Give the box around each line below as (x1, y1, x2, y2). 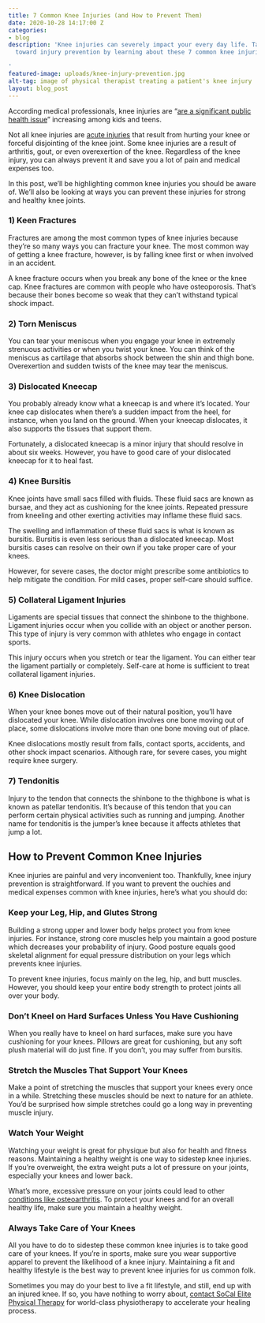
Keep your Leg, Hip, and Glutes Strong (8, 907, 158, 918)
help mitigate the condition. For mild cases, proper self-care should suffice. (8, 574, 253, 584)
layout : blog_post (8, 84, 69, 92)
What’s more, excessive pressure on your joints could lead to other (8, 1186, 225, 1195)
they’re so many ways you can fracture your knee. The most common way (8, 241, 250, 251)
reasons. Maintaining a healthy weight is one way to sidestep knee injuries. (8, 1153, 252, 1164)
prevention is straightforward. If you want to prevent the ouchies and (8, 879, 231, 888)
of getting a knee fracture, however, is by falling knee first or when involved (8, 249, 254, 259)
